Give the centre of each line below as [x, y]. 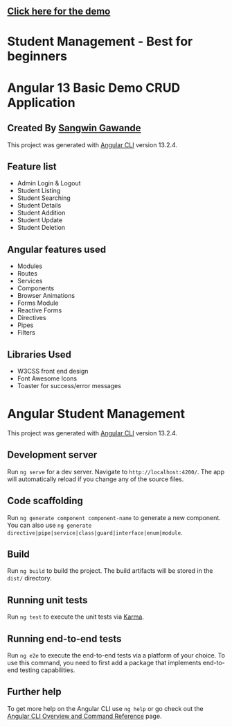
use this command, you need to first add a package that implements [104, 663]
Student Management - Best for [100, 41]
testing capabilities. [47, 670]
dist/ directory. [29, 578]
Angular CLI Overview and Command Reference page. [84, 716]
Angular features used [56, 249]
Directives [32, 318]
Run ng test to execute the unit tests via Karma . [75, 617]
